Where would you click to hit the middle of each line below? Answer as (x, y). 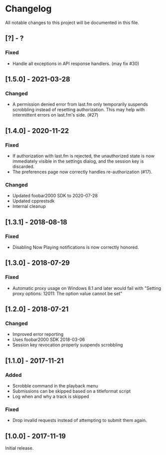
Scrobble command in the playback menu (55, 386)
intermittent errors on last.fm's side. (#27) (55, 115)
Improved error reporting (38, 334)
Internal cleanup (29, 206)
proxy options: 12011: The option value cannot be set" (67, 293)
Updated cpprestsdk (33, 201)
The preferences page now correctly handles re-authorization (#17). (82, 172)
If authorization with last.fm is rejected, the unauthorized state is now (83, 156)
